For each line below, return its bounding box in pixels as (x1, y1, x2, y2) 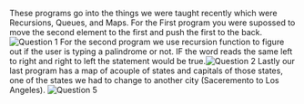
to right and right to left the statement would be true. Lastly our (9, 56, 296, 66)
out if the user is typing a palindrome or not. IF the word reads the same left (9, 46, 293, 57)
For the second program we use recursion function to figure (59, 36, 285, 47)
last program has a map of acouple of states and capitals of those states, (9, 65, 284, 76)
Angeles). (9, 85, 46, 95)
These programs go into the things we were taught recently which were (9, 8, 278, 18)
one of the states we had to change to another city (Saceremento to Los (9, 75, 279, 85)
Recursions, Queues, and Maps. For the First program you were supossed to (9, 17, 296, 28)
